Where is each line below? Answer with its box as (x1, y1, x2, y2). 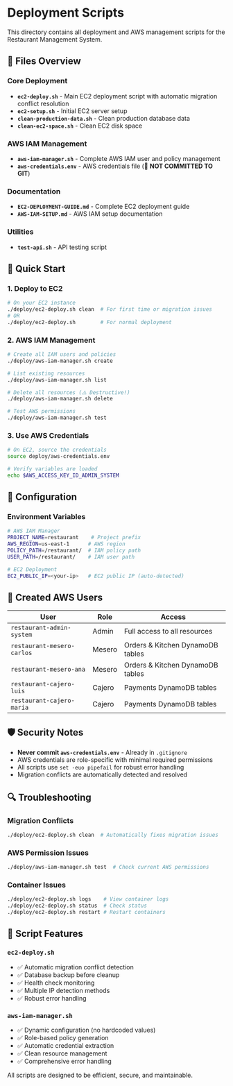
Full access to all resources (123, 627, 213, 636)
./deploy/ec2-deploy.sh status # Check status (7, 902, 148, 910)
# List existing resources (7, 370, 85, 377)
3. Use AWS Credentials (7, 430, 89, 440)
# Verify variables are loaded (7, 466, 98, 473)
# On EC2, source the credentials (7, 446, 107, 454)
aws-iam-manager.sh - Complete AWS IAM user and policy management (17, 154, 221, 162)
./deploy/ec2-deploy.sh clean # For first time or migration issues (7, 306, 213, 313)
